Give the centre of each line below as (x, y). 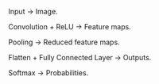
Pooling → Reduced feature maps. (64, 42)
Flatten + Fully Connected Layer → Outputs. (80, 57)
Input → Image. (33, 11)
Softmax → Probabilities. (48, 73)
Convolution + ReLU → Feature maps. (70, 27)
